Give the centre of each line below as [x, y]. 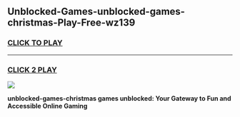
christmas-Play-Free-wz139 [71, 23]
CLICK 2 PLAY [32, 69]
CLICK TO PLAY [35, 43]
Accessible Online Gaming [47, 106]
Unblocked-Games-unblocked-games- [96, 12]
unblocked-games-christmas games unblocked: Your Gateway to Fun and [119, 98]
